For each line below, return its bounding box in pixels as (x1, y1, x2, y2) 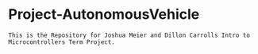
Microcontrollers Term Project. (8, 38, 115, 46)
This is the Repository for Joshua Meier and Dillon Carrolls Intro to (8, 31, 250, 39)
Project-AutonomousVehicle (8, 5, 200, 23)
